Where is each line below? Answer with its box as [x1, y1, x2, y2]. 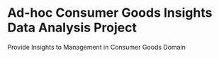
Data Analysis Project [7, 20, 137, 36]
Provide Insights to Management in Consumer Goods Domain [7, 43, 186, 51]
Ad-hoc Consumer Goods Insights [7, 5, 213, 21]
